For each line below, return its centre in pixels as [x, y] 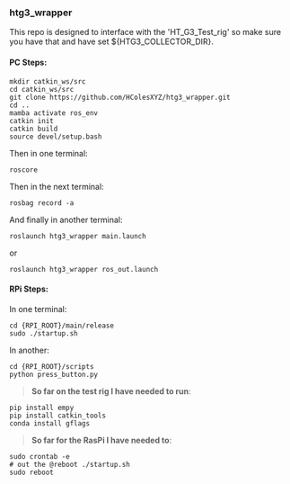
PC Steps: [28, 62]
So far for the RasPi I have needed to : [101, 440]
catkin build [34, 129]
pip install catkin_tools [57, 416]
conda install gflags [50, 423]
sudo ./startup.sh [44, 333]
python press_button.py [54, 374]
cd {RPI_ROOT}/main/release [62, 326]
